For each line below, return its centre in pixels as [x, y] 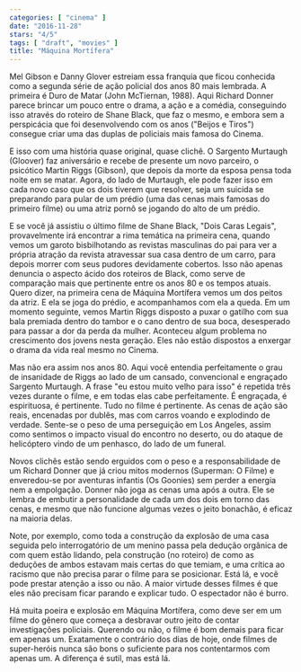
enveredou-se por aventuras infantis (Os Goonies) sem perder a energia [143, 481]
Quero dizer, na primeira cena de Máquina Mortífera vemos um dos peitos [146, 293]
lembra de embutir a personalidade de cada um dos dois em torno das [139, 500]
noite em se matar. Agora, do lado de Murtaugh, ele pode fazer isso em [141, 180]
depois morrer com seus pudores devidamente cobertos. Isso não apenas [146, 264]
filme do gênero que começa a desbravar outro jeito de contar [124, 620]
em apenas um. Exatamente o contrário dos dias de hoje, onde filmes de [143, 640]
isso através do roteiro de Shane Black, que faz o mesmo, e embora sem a [147, 115]
